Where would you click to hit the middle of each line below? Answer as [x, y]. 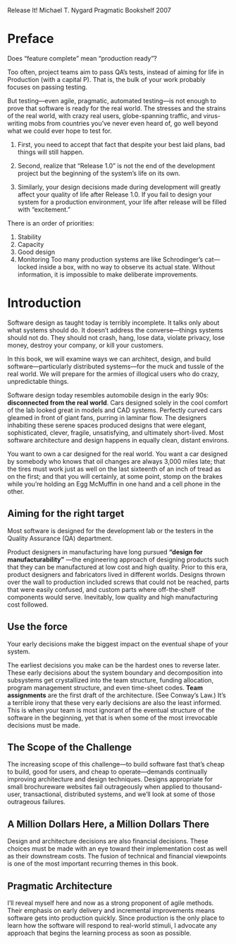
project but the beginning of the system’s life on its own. [99, 173]
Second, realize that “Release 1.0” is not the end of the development [116, 165]
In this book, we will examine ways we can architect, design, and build [109, 359]
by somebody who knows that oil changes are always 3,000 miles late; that [116, 461]
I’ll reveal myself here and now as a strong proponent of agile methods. [111, 903]
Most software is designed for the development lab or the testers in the [110, 530]
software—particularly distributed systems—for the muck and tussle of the [116, 366]
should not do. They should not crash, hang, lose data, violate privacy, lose [116, 337]
